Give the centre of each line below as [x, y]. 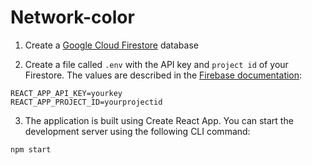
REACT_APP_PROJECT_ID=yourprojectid [86, 102]
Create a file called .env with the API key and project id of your [156, 64]
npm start [31, 149]
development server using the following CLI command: [137, 131]
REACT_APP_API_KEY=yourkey [66, 93]
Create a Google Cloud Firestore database [111, 45]
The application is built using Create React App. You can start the [159, 120]
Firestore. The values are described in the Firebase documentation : [163, 75]
